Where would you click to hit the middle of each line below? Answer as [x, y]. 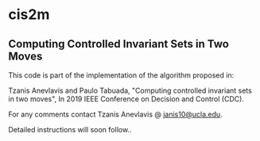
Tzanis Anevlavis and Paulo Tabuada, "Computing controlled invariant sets [130, 90]
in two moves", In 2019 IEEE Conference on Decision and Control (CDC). [126, 99]
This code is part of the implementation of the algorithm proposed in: [121, 75]
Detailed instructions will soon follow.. [70, 130]
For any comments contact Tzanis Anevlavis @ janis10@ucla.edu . [115, 114]
